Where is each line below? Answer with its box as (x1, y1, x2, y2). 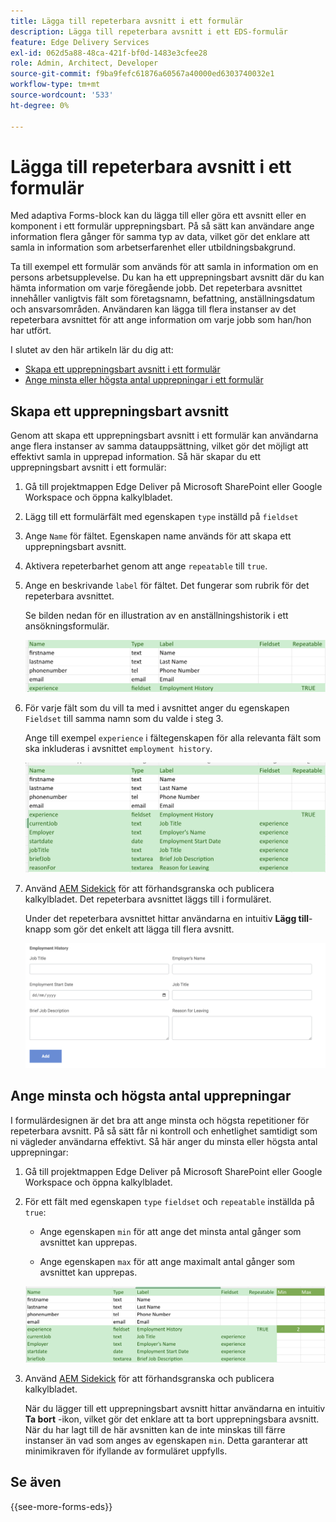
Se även (10, 1474, 62, 1491)
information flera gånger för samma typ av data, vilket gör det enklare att (10, 231, 310, 243)
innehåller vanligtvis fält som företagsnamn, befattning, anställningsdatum (10, 293, 316, 305)
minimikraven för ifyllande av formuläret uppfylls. (24, 1445, 228, 1457)
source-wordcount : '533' (10, 90, 114, 100)
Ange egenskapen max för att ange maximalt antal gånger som (39, 1255, 295, 1267)
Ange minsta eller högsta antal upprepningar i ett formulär (24, 374, 264, 386)
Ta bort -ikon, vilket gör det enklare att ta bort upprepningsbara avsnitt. (24, 1413, 320, 1425)
